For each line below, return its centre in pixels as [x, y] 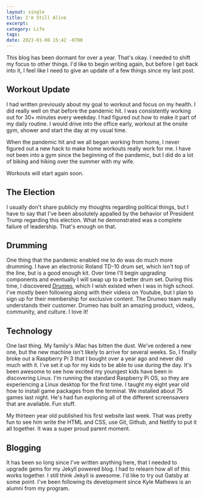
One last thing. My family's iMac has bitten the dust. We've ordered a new [99, 346]
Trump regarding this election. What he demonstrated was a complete [94, 220]
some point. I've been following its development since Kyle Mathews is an [99, 482]
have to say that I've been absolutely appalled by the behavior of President [100, 213]
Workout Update [38, 90]
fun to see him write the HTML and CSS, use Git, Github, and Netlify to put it [101, 422]
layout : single [26, 12]
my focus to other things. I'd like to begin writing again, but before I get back [102, 64]
